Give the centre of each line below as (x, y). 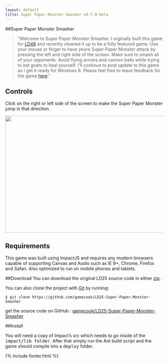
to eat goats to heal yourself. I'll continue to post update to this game (88, 65)
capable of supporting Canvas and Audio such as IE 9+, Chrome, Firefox (80, 263)
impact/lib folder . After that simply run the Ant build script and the (78, 341)
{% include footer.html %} (32, 356)
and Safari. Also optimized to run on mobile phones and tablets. (71, 269)
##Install (14, 326)
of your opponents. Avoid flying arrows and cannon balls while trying (88, 60)
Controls (19, 91)
